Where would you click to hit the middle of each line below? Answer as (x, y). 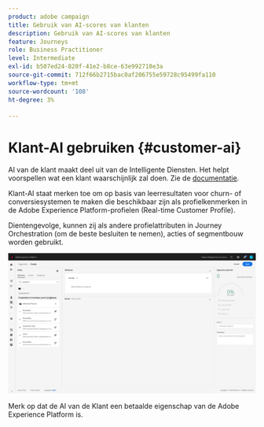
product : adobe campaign (49, 17)
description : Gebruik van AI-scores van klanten (89, 33)
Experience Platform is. (46, 414)
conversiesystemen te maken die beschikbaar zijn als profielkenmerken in (128, 202)
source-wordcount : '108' (49, 91)
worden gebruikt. (36, 242)
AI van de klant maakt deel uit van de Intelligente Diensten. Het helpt (119, 170)
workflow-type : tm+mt (44, 83)
